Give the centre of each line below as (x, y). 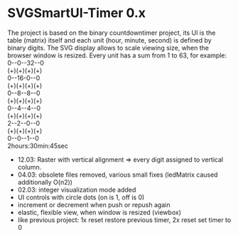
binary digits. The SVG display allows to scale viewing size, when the (108, 48)
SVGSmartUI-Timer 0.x (76, 13)
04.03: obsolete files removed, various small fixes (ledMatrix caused (118, 175)
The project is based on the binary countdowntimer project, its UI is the (112, 33)
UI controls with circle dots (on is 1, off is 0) (81, 197)
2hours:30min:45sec (38, 145)
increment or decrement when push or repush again (94, 204)
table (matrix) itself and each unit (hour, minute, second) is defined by (109, 40)
